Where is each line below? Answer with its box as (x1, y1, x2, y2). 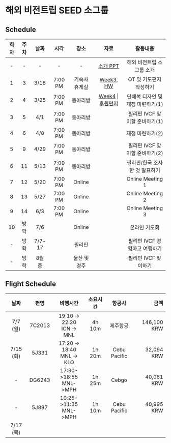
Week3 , (99, 76, 118, 83)
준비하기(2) (137, 150, 163, 157)
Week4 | (98, 93, 119, 100)
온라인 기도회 (129, 224, 160, 231)
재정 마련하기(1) (126, 101, 163, 107)
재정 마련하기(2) (126, 130, 163, 137)
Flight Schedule (5, 280, 56, 288)
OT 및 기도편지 (128, 76, 162, 83)
